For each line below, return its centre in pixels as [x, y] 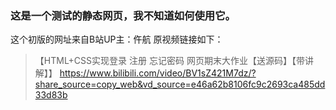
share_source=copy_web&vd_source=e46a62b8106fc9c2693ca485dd [180, 84]
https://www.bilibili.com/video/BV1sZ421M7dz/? [158, 73]
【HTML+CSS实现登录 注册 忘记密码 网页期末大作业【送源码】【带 [169, 61]
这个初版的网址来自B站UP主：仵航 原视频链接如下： [117, 39]
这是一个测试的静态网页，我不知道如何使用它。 [123, 15]
